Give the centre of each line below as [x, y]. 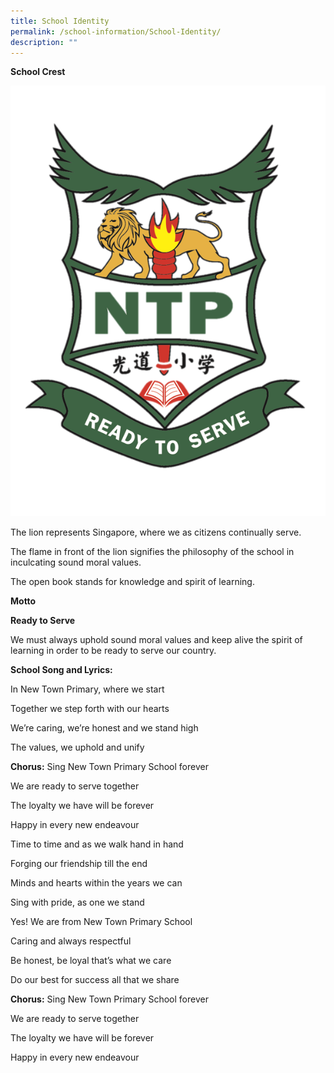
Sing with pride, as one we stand [77, 902]
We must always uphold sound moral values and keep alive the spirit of [156, 640]
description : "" [44, 42]
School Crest [38, 72]
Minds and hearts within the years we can [96, 883]
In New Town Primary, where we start [87, 689]
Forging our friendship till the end [79, 864]
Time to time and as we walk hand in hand [97, 844]
